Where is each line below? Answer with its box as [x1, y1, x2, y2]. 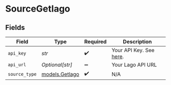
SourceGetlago [5, 3, 70, 15]
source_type [8, 71, 37, 77]
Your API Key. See [111, 47, 155, 54]
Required [84, 38, 107, 45]
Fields [5, 23, 25, 32]
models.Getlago [41, 70, 80, 77]
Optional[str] [41, 61, 73, 68]
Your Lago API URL [111, 61, 157, 68]
